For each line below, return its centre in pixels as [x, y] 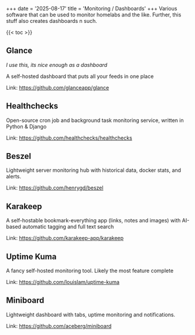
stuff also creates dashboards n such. [52, 21]
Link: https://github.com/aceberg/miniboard [59, 326]
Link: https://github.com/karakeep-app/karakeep [65, 238]
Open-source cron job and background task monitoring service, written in [95, 120]
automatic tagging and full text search [68, 227]
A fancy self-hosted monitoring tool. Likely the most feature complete [90, 271]
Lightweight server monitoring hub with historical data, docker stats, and [94, 170]
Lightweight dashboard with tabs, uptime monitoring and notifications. [91, 314]
